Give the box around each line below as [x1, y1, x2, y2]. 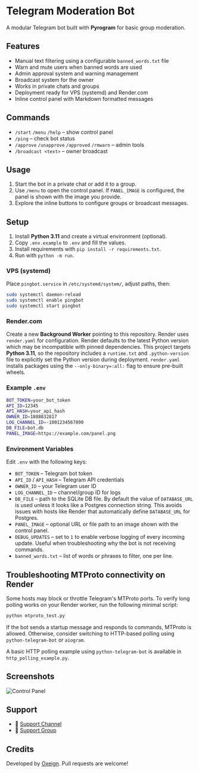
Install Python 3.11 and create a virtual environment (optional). [14, 233, 167, 240]
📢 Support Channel [14, 720, 62, 728]
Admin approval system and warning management [14, 70, 139, 77]
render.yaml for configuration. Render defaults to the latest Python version [6, 337, 189, 344]
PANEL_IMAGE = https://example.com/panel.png [6, 430, 116, 437]
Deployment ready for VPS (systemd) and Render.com [14, 88, 148, 96]
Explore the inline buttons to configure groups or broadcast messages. [14, 200, 189, 207]
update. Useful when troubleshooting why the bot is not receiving [14, 539, 176, 547]
